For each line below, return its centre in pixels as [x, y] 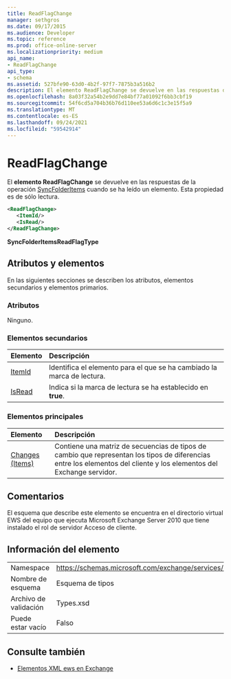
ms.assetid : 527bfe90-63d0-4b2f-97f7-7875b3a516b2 [81, 84]
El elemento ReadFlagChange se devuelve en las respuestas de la [101, 182]
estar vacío [29, 627]
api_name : [21, 59]
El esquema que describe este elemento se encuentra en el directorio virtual [115, 513]
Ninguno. [20, 320]
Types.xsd [73, 603]
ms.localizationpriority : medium [55, 52]
